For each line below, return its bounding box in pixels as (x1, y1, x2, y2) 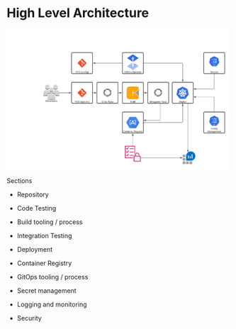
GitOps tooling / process (16, 272, 89, 281)
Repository (16, 190, 49, 199)
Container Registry (16, 259, 72, 267)
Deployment (16, 245, 53, 253)
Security (16, 313, 42, 322)
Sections (6, 176, 33, 185)
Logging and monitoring (16, 300, 87, 308)
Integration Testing (16, 231, 72, 240)
